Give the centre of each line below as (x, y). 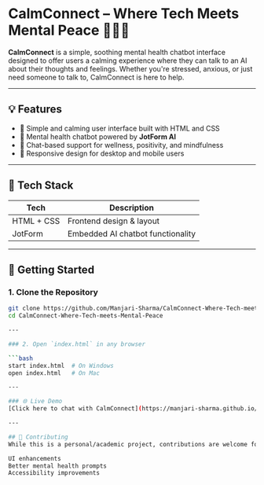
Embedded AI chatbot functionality (132, 233)
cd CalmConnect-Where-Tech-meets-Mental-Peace (86, 316)
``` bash (21, 358)
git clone (24, 309)
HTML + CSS (36, 221)
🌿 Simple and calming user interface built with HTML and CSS (119, 128)
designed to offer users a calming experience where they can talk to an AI (128, 61)
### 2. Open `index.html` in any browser (77, 344)
